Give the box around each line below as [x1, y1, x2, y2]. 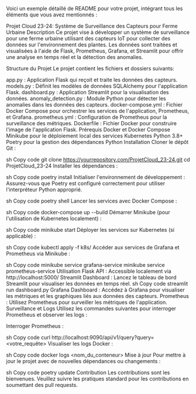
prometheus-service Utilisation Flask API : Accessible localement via [6, 268, 171, 275]
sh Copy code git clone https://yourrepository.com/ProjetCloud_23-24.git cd [6, 156, 190, 163]
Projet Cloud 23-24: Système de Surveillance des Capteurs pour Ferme [6, 23, 178, 29]
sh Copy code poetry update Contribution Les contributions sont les [6, 369, 170, 376]
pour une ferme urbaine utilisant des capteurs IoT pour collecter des [6, 35, 171, 42]
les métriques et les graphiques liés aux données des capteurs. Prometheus [6, 293, 189, 299]
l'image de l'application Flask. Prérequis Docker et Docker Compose [6, 126, 171, 133]
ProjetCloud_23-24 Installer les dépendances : [6, 162, 118, 169]
